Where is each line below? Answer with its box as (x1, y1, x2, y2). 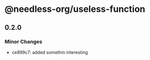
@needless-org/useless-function (4, 3, 146, 15)
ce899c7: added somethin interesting (11, 49, 88, 55)
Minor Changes (4, 38, 42, 45)
